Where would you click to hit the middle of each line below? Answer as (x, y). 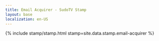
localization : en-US (27, 19)
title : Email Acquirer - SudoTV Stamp (46, 10)
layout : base (19, 14)
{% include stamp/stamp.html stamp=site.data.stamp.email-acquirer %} (80, 33)
